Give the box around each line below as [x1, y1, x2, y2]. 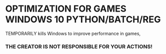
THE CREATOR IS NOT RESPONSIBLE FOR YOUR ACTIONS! [5, 43, 153, 50]
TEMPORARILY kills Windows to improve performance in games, [5, 30, 141, 36]
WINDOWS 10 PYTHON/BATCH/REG [5, 14, 161, 25]
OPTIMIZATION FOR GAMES [5, 3, 127, 15]
